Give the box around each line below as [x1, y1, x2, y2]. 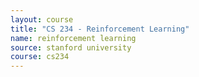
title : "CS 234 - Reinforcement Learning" [10, 24, 190, 34]
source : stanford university [10, 42, 132, 53]
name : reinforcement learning [10, 33, 137, 43]
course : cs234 [10, 52, 70, 62]
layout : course [10, 14, 74, 25]
